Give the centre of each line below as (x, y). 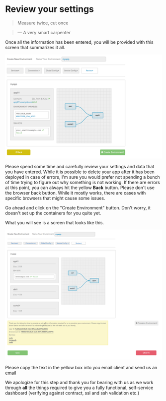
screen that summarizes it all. (35, 47)
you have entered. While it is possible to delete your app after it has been (80, 172)
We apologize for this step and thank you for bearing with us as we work (79, 383)
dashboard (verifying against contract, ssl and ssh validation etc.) (72, 393)
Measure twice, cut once (43, 23)
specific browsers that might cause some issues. (55, 198)
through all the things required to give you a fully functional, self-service (79, 388)
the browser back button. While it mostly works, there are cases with (76, 193)
